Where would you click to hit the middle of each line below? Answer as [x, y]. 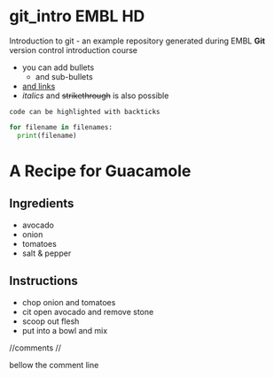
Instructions [43, 281]
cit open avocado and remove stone [88, 312]
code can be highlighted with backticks [85, 112]
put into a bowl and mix [65, 330]
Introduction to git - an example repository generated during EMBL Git [137, 41]
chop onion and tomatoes [69, 302]
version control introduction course [74, 50]
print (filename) [47, 135]
